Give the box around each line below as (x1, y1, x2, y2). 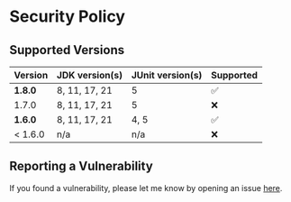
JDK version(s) (57, 69, 123, 81)
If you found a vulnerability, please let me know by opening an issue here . (9, 182, 283, 193)
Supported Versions (9, 42, 124, 58)
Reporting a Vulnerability (9, 159, 153, 174)
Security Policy (9, 6, 126, 27)
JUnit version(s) (131, 69, 203, 81)
